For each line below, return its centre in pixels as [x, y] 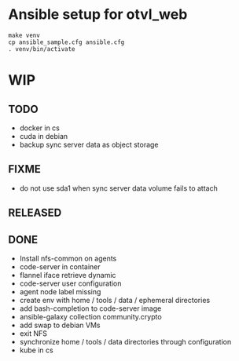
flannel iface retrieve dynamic [68, 275]
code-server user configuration [70, 283]
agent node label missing [60, 291]
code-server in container [60, 266]
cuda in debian [44, 136]
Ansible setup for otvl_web [98, 15]
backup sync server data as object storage [89, 144]
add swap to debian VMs [60, 325]
